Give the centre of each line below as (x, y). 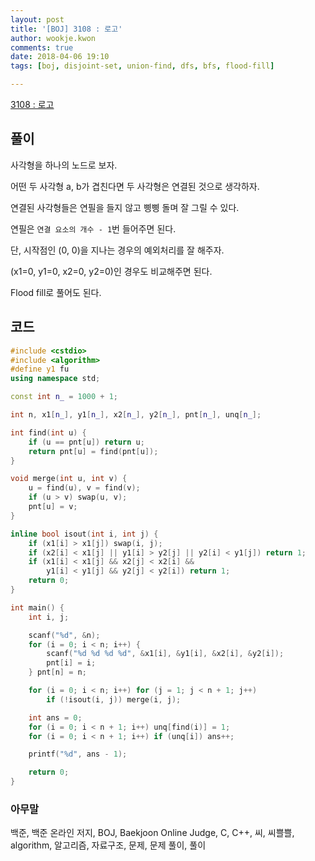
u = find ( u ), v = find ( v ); (84, 488)
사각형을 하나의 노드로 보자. (64, 165)
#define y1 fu (40, 369)
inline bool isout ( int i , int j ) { (84, 534)
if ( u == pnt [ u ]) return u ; (86, 442)
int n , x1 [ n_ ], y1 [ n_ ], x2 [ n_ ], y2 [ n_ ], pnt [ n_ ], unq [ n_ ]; (136, 415)
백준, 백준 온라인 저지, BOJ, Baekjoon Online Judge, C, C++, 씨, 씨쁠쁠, (152, 833)
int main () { (37, 607)
